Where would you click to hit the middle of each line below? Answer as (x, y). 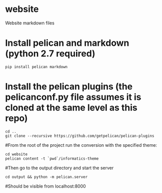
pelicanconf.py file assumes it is (73, 97)
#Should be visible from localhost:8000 (45, 186)
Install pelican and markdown (67, 43)
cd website (16, 154)
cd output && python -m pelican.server (46, 177)
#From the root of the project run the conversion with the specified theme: (81, 145)
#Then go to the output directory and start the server (59, 168)
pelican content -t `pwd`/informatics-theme (52, 158)
